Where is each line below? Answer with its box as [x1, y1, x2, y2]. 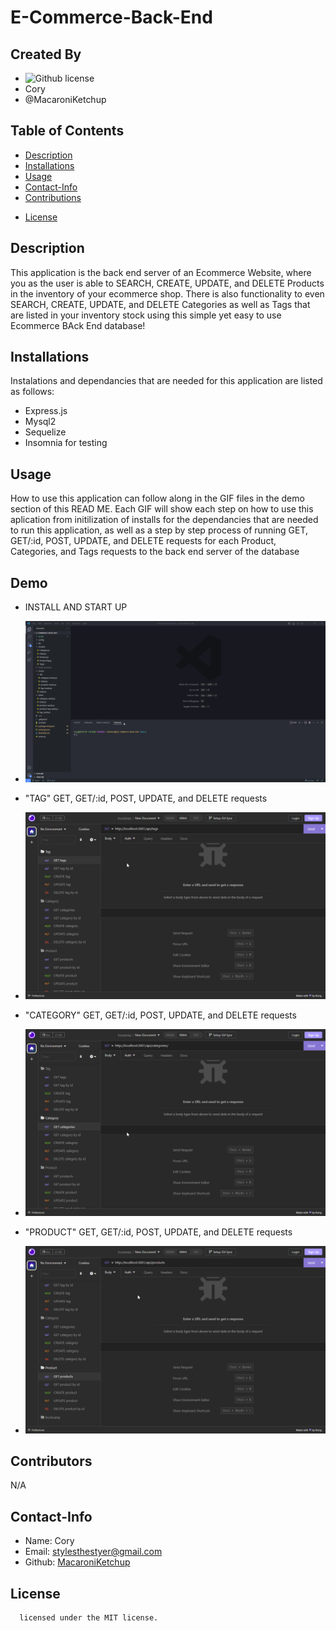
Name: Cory [24, 1535, 75, 1547]
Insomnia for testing [24, 437, 108, 449]
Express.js [24, 405, 68, 417]
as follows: [10, 386, 55, 398]
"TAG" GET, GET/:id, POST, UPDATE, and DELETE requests [24, 792, 268, 804]
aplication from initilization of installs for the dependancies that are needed [10, 514, 319, 526]
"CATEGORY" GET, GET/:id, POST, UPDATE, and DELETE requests [24, 1009, 297, 1021]
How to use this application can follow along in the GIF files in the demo [10, 492, 305, 505]
